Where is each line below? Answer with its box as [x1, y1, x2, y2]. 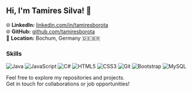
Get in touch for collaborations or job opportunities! [6, 80, 130, 88]
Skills [6, 49, 22, 57]
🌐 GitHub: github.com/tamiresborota [6, 27, 95, 35]
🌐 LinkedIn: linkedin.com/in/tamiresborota [6, 21, 108, 28]
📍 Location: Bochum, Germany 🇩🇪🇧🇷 [6, 35, 101, 42]
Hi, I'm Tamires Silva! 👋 [6, 6, 92, 16]
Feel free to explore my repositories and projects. [6, 74, 125, 81]
